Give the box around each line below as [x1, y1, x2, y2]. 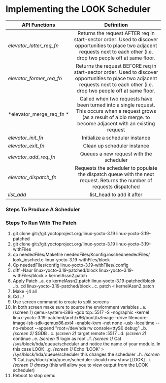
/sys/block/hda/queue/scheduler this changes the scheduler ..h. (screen [12, 351, 160, 357]
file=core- [128, 315, 149, 321]
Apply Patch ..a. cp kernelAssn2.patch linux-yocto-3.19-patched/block [12, 278, 156, 284]
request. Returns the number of [80, 177, 153, 184]
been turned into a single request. [77, 101, 155, 108]
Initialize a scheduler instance [81, 134, 151, 141]
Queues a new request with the [80, 150, 152, 157]
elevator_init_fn [8, 134, 44, 141]
